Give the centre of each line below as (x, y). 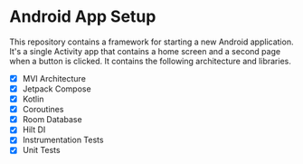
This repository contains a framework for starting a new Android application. (151, 42)
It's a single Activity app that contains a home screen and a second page (145, 51)
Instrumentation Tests (63, 140)
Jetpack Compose (57, 89)
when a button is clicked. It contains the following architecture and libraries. (150, 61)
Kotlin (33, 99)
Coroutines (43, 110)
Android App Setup (83, 17)
